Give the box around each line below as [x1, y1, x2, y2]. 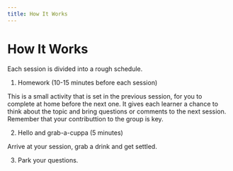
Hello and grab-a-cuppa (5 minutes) [17, 128, 124, 137]
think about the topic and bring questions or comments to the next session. [7, 107, 227, 116]
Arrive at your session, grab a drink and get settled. [7, 142, 157, 150]
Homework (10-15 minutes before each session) [17, 78, 158, 87]
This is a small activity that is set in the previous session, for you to [7, 92, 203, 100]
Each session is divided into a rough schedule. [7, 65, 143, 73]
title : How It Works [7, 10, 69, 18]
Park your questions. [17, 155, 79, 164]
